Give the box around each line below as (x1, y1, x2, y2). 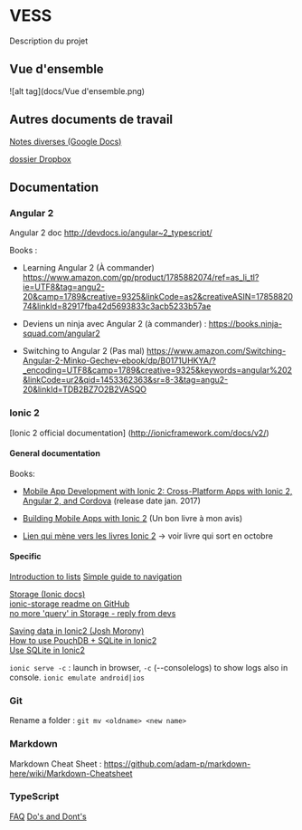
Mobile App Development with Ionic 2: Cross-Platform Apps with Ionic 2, (22, 485, 293, 496)
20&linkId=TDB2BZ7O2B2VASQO (22, 384, 147, 395)
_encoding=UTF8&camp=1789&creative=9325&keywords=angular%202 (22, 365, 292, 376)
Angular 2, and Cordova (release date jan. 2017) (22, 495, 202, 506)
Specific (9, 551, 42, 562)
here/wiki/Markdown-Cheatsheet (9, 768, 133, 778)
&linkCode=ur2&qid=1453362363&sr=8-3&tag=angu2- (22, 375, 229, 386)
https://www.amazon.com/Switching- (146, 346, 287, 357)
